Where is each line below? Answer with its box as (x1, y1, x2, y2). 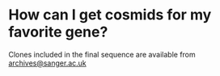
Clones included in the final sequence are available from (8, 49, 196, 59)
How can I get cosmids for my (8, 6, 212, 24)
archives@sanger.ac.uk (8, 58, 87, 68)
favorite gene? (8, 23, 108, 41)
